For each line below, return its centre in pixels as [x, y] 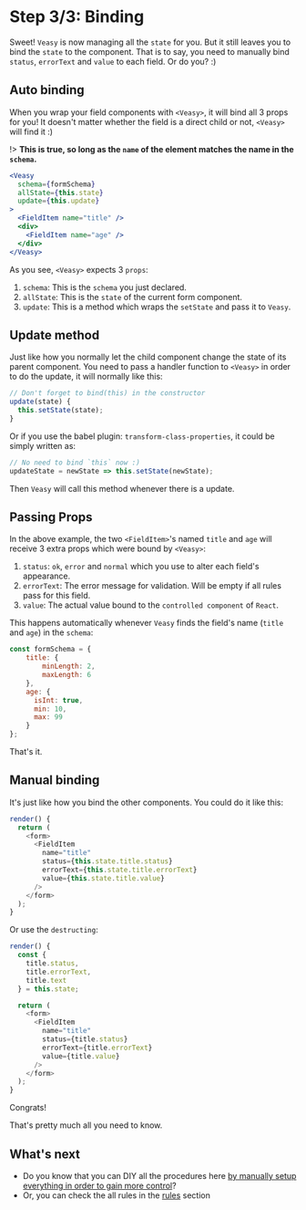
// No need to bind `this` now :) [75, 463]
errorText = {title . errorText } [97, 1048]
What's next [45, 1154]
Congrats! [28, 1108]
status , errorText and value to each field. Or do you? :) [113, 61]
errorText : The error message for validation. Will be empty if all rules [152, 586]
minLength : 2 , [69, 667]
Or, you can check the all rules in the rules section [117, 1195]
